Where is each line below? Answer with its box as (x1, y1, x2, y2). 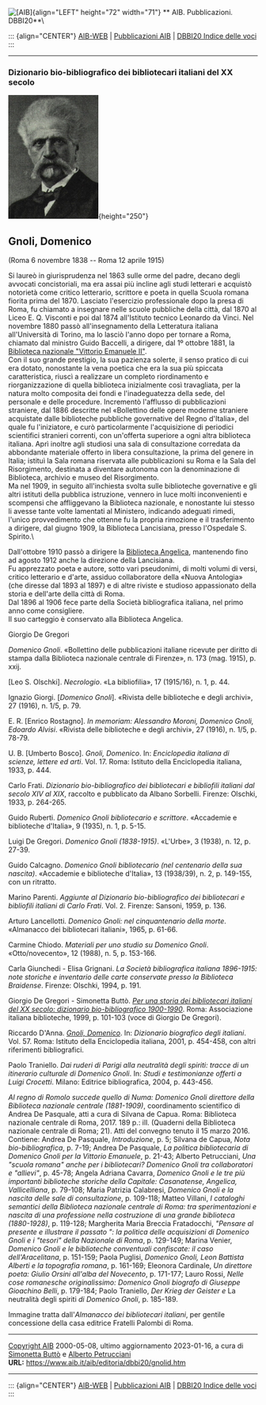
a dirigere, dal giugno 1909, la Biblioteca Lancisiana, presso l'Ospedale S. (8, 524, 247, 533)
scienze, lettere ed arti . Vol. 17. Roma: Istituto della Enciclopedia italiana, (8, 757, 242, 767)
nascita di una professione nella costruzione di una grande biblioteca (8, 1210, 235, 1220)
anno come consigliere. (8, 606, 85, 615)
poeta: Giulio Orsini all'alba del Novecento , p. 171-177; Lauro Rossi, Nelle (8, 1270, 244, 1279)
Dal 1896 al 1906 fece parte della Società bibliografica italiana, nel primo (8, 598, 244, 607)
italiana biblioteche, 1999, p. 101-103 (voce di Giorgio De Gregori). (8, 1013, 222, 1022)
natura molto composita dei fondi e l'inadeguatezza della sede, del (8, 389, 226, 398)
